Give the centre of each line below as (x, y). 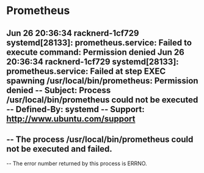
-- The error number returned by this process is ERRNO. (77, 164)
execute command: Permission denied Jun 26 (95, 52)
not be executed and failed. (60, 149)
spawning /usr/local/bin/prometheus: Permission (102, 81)
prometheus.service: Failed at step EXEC (86, 71)
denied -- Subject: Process (59, 90)
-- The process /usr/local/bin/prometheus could (100, 139)
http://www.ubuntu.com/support (71, 118)
